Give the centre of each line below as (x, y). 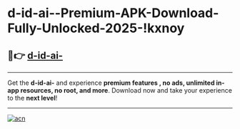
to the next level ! (32, 98)
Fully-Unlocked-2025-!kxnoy (96, 28)
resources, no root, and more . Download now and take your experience (126, 90)
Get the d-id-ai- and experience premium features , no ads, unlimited (111, 83)
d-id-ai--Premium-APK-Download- (113, 13)
